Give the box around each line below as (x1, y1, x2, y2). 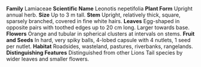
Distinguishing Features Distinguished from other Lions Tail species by (6, 49, 183, 56)
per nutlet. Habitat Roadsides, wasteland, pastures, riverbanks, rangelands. (6, 43, 193, 50)
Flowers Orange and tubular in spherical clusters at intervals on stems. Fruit (6, 30, 195, 37)
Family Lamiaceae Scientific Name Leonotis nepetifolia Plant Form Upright (6, 5, 193, 12)
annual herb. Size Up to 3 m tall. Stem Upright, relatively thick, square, (6, 11, 181, 18)
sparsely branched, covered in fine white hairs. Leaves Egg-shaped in (6, 18, 180, 24)
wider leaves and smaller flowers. (6, 56, 89, 62)
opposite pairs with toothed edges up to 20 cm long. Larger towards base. (6, 24, 190, 31)
